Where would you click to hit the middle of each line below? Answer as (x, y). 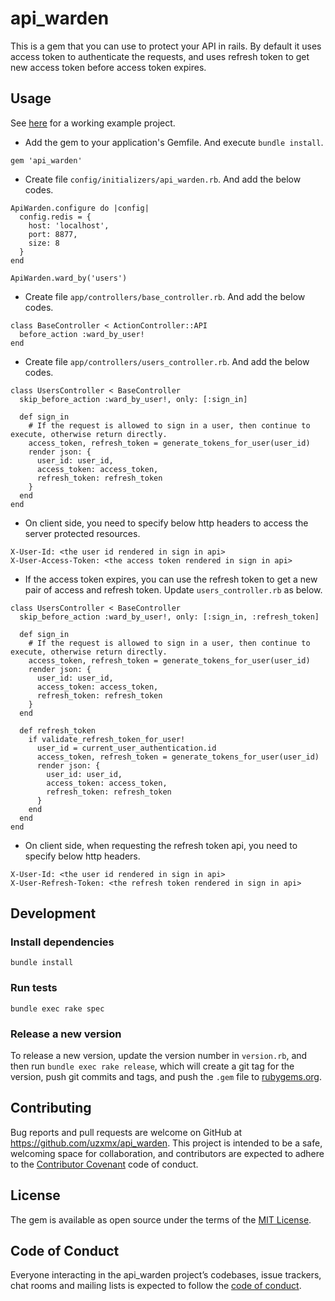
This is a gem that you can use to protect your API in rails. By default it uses (166, 46)
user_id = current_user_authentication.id (126, 748)
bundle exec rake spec (57, 1008)
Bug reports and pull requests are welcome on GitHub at (126, 1132)
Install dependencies (62, 942)
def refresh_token (58, 730)
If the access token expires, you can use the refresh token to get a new (171, 579)
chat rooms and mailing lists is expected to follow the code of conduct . (156, 1286)
